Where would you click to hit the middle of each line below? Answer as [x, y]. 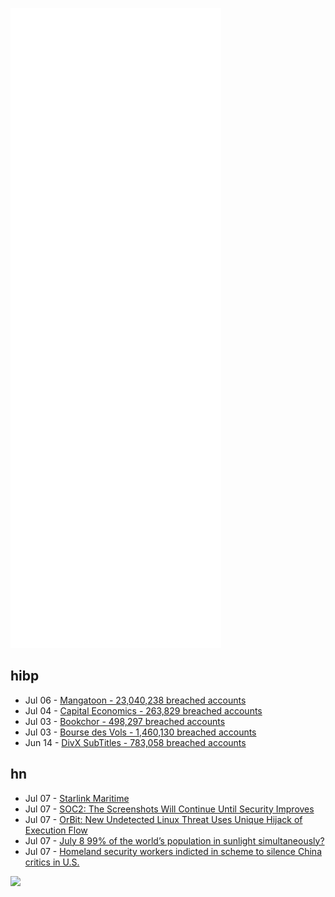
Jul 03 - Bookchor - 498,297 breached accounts [125, 721]
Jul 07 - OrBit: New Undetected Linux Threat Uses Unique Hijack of [163, 819]
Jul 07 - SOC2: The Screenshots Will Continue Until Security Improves [169, 809]
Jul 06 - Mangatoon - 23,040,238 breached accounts [135, 700]
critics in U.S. [52, 862]
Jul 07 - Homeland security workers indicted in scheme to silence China [173, 851]
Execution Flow [56, 830]
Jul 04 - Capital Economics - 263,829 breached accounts [143, 710]
